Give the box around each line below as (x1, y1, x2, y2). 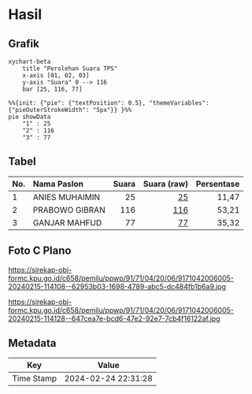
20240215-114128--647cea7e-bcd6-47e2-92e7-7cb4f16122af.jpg (8, 314, 220, 323)
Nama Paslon (32, 178, 84, 189)
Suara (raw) (143, 178, 189, 189)
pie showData (8, 113, 51, 121)
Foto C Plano (8, 244, 72, 258)
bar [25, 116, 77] (22, 85, 83, 93)
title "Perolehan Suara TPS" (22, 65, 118, 72)
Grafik (8, 37, 39, 50)
